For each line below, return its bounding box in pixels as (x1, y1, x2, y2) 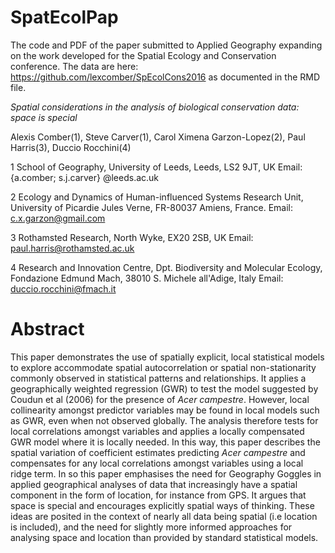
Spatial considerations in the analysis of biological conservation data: (10, 101, 300, 113)
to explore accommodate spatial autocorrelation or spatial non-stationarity (10, 361, 317, 373)
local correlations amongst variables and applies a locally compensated (10, 425, 305, 437)
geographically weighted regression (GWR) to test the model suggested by (10, 382, 319, 395)
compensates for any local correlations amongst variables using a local (10, 457, 304, 469)
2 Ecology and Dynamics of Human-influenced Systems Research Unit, (10, 191, 304, 203)
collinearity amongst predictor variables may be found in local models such (10, 404, 320, 416)
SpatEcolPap (10, 6, 119, 29)
